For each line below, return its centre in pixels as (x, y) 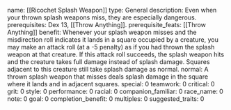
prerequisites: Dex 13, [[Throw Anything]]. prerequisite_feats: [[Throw (107, 25)
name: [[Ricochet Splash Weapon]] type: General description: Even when (112, 10)
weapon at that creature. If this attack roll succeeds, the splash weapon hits (116, 54)
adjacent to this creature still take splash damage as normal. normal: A (108, 69)
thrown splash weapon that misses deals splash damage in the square (108, 77)
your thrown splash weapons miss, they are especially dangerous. (102, 17)
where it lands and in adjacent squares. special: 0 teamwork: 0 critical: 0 (111, 84)
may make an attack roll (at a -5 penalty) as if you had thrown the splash (111, 47)
